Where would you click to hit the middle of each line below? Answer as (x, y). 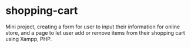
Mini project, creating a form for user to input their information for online (93, 27)
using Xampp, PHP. (29, 39)
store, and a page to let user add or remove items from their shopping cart (95, 32)
